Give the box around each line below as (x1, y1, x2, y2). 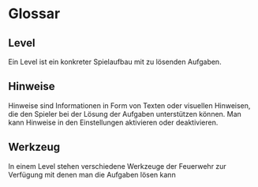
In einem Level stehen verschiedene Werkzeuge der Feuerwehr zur (8, 161, 226, 170)
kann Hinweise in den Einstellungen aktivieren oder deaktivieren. (8, 118, 219, 127)
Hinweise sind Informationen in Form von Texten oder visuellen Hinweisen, (8, 100, 251, 110)
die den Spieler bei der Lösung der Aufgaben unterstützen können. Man (8, 109, 242, 118)
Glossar (8, 5, 61, 23)
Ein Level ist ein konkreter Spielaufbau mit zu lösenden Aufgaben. (8, 57, 222, 66)
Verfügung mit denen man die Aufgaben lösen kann (8, 170, 176, 179)
